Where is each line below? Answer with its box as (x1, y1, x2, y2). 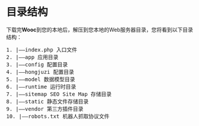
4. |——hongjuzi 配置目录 (6, 69, 74, 75)
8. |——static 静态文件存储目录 (6, 98, 89, 105)
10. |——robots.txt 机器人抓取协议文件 (6, 113, 110, 119)
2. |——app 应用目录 (6, 54, 59, 60)
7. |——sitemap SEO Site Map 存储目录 (6, 91, 112, 98)
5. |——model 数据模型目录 (6, 76, 75, 83)
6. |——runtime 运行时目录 (6, 83, 77, 90)
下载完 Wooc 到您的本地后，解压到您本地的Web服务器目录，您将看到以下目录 (6, 26, 194, 33)
